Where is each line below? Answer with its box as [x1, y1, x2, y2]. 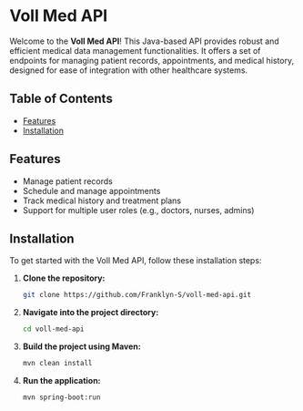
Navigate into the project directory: [22, 307, 159, 318]
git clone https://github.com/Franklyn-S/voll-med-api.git [22, 291, 252, 300]
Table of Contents [9, 91, 114, 107]
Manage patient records [22, 175, 114, 187]
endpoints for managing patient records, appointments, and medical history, [9, 55, 295, 66]
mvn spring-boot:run [22, 393, 101, 402]
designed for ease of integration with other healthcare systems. [9, 65, 248, 76]
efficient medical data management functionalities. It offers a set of [9, 45, 261, 56]
